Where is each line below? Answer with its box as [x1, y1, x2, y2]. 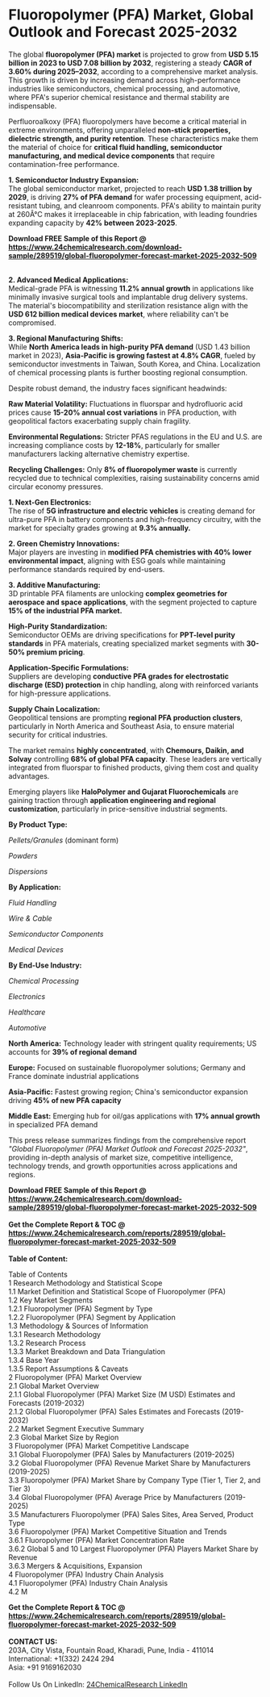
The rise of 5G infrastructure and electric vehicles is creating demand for [8, 506, 255, 516]
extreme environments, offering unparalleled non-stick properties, [8, 125, 231, 135]
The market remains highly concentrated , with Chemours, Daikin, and [8, 745, 244, 755]
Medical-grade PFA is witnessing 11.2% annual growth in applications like [8, 283, 254, 293]
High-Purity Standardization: [8, 621, 108, 631]
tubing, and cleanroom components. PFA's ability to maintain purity [39, 200, 262, 211]
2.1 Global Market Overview [8, 1381, 99, 1390]
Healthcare [8, 1007, 46, 1017]
